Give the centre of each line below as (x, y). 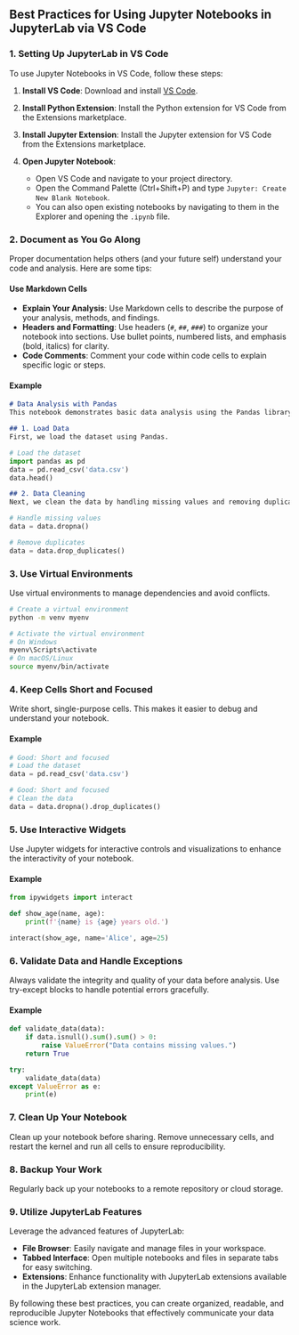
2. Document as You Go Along (75, 239)
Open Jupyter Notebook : (69, 161)
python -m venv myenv (49, 618)
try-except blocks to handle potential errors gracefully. (109, 990)
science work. (35, 1323)
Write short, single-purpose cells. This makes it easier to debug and (133, 709)
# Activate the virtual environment (77, 634)
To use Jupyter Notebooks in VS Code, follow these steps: (116, 73)
